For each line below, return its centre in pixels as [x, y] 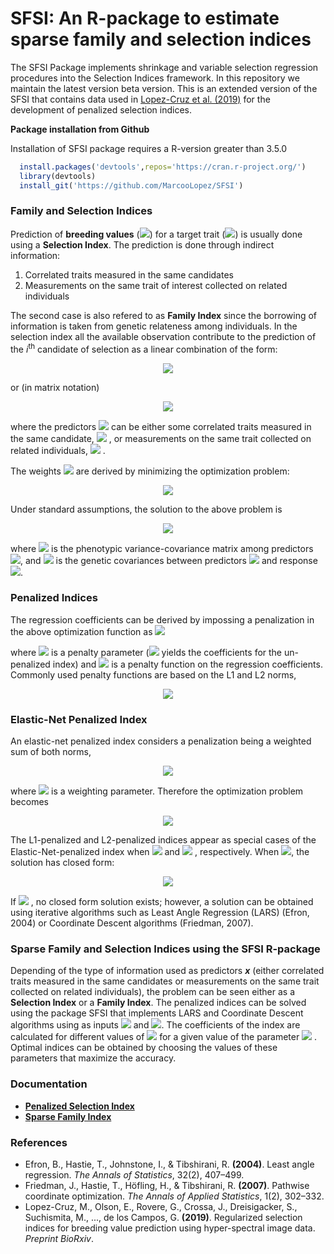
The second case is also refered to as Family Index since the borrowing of [164, 315]
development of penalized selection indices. [101, 109]
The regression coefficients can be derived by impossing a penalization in [162, 619]
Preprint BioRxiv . [59, 1238]
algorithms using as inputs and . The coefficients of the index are [155, 1025]
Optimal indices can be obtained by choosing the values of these [144, 1048]
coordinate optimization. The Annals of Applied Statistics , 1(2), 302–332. [174, 1196]
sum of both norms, [51, 752]
